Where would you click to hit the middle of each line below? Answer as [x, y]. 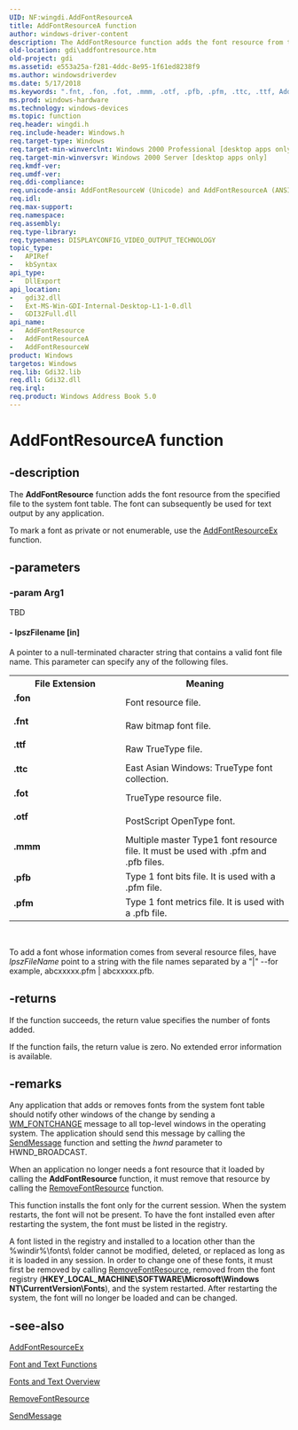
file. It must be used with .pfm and [196, 850]
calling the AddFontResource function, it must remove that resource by [140, 1179]
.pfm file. [144, 887]
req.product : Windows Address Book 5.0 [83, 397]
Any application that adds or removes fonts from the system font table [137, 1106]
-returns [33, 999]
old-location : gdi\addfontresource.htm [83, 51]
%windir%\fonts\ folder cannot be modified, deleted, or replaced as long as [147, 1251]
